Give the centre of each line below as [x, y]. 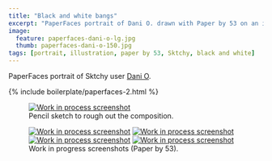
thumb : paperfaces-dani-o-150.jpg [74, 46]
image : [19, 31]
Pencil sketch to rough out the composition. [101, 116]
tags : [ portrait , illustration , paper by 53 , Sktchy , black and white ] [132, 53]
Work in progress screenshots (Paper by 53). [104, 149]
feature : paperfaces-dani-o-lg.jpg [76, 38]
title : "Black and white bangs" [63, 16]
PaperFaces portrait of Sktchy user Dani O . [80, 76]
